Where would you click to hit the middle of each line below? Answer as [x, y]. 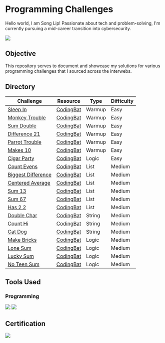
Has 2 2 [17, 207]
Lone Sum [19, 248]
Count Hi [18, 223]
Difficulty [122, 101]
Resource [69, 101]
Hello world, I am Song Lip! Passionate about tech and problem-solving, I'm [83, 23]
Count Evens [23, 166]
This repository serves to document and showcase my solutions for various [83, 66]
